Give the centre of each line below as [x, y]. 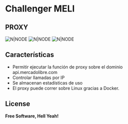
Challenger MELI [40, 9]
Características [30, 55]
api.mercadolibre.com [35, 72]
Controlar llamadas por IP [38, 77]
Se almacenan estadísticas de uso [48, 82]
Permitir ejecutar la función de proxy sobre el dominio [67, 67]
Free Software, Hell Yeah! [32, 116]
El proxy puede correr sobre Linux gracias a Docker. [66, 88]
